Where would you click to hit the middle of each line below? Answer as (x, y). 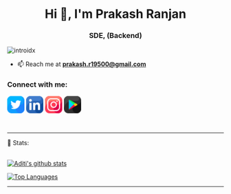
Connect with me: (37, 85)
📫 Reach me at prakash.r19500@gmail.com (81, 64)
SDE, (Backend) (115, 36)
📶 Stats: (18, 142)
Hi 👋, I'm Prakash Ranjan (115, 14)
